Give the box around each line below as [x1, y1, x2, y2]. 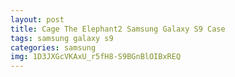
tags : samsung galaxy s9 [10, 33, 114, 43]
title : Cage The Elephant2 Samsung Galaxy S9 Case [10, 24, 226, 34]
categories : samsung [10, 42, 97, 53]
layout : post [10, 14, 65, 25]
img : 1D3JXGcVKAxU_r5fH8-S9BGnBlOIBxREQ [10, 52, 182, 62]
